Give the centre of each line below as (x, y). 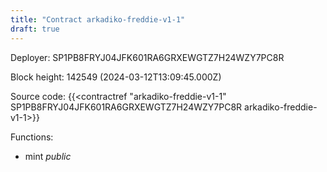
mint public (48, 156)
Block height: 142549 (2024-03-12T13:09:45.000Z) (116, 77)
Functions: (32, 137)
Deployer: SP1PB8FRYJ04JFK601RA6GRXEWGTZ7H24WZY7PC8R (147, 57)
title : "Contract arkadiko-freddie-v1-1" (98, 19)
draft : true (35, 29)
